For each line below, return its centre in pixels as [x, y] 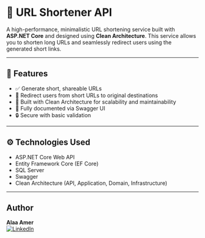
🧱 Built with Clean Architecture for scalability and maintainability [95, 102]
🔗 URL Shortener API [59, 13]
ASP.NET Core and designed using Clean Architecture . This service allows [101, 35]
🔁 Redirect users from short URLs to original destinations [87, 95]
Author [20, 208]
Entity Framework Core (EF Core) [57, 164]
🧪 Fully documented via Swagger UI [60, 108]
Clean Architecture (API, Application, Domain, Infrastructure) [91, 183]
